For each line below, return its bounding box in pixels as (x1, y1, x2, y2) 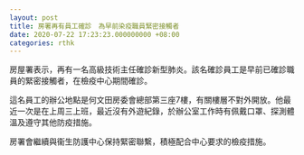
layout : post (9, 13, 59, 23)
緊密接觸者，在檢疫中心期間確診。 (24, 76, 152, 87)
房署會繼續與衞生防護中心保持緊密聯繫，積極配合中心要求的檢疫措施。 (9, 136, 271, 147)
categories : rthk (9, 38, 75, 48)
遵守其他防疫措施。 (24, 117, 97, 128)
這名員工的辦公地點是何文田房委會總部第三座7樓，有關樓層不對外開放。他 (9, 95, 283, 105)
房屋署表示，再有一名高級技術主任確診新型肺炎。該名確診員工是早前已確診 (9, 64, 287, 75)
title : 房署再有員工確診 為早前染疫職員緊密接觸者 (9, 22, 179, 31)
